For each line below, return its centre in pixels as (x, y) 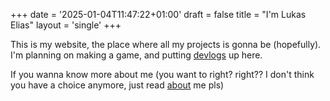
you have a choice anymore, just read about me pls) (117, 85)
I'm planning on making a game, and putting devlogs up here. (136, 55)
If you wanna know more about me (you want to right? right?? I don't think (162, 74)
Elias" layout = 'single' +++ (66, 25)
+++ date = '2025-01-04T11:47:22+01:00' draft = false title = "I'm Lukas (158, 14)
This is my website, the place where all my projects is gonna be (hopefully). (166, 44)
